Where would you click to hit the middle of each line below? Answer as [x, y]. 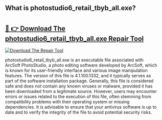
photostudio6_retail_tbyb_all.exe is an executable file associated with [74, 60]
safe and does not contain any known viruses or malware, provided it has [79, 86]
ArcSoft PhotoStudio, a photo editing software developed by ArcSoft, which [81, 65]
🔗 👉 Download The [35, 28]
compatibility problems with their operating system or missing [67, 102]
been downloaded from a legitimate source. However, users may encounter [81, 91]
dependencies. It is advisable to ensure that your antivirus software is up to [81, 107]
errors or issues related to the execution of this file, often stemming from [78, 96]
